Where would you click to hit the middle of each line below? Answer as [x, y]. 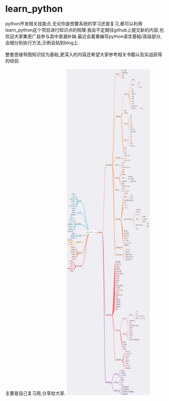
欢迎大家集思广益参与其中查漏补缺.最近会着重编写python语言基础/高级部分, [84, 36]
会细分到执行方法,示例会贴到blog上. [42, 42]
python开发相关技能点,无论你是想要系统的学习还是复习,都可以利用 [74, 23]
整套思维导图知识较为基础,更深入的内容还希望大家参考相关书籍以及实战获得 [84, 54]
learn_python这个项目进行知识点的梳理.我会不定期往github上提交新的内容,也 [84, 30]
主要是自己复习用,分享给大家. [36, 393]
